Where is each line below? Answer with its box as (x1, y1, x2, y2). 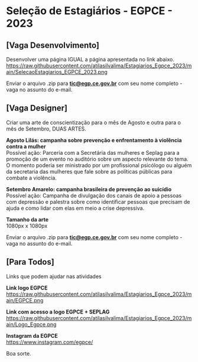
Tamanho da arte (6, 216, 49, 223)
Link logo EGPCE (6, 284, 48, 291)
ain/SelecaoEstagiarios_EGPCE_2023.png (6, 69, 108, 75)
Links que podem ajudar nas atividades (6, 273, 102, 280)
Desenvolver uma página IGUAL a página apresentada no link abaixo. (6, 56, 174, 63)
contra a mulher (6, 143, 46, 150)
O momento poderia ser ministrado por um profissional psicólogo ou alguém (6, 161, 192, 169)
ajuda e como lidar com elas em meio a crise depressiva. (6, 204, 145, 211)
